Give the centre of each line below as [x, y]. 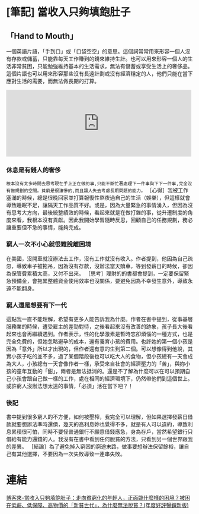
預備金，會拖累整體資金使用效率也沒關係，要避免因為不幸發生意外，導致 [99, 280]
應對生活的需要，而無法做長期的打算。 [53, 81]
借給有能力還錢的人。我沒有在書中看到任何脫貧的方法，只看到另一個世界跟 [97, 439]
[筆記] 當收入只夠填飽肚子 [68, 12]
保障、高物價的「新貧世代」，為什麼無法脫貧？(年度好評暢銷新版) [110, 505]
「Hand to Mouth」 [42, 36]
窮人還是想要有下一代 [36, 305]
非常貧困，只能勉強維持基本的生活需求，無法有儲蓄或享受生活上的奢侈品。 [102, 66]
